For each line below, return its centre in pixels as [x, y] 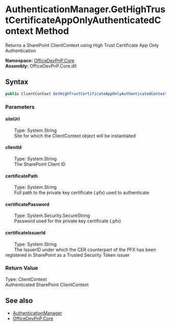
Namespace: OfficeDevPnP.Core [40, 60]
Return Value [22, 268]
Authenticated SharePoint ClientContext [47, 285]
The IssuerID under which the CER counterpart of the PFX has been [85, 249]
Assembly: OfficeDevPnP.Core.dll [41, 66]
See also [19, 301]
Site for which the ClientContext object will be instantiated [75, 136]
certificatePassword [27, 204]
